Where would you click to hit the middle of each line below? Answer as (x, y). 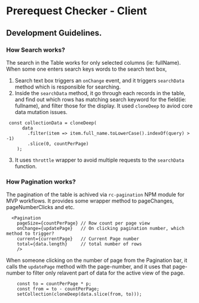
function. (26, 166)
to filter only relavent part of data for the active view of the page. (106, 273)
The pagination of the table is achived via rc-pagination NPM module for (95, 195)
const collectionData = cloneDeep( (53, 123)
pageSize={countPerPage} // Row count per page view (83, 223)
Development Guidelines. (54, 33)
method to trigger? (30, 234)
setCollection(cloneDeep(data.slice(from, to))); (80, 294)
